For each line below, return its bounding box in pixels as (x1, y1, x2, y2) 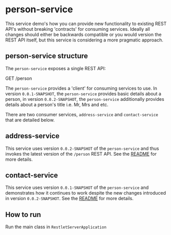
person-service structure (5, 52, 88, 60)
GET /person (5, 75, 32, 81)
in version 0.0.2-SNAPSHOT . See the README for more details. (5, 196, 134, 202)
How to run (5, 210, 41, 219)
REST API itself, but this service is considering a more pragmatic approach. (5, 37, 164, 43)
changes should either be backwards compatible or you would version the (5, 31, 162, 37)
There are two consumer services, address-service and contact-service (5, 111, 159, 117)
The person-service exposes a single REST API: (5, 65, 106, 71)
